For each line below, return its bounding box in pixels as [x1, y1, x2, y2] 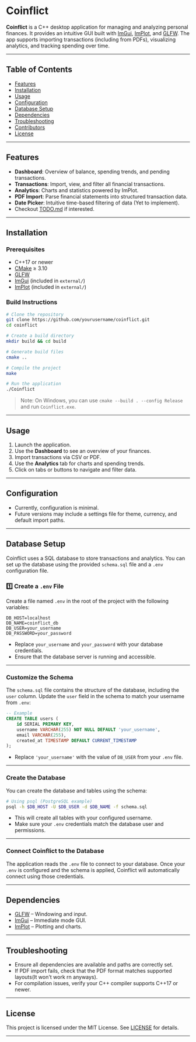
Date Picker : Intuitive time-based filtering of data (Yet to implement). [14, 199, 180, 206]
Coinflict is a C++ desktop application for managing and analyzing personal [6, 23, 188, 30]
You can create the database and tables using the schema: [6, 787, 148, 794]
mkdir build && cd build [6, 339, 66, 344]
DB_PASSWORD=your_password [6, 630, 72, 636]
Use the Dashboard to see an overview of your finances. [14, 447, 152, 455]
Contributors [14, 124, 45, 131]
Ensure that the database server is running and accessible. [14, 653, 156, 660]
